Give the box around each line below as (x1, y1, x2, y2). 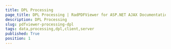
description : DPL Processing (5, 17, 67, 22)
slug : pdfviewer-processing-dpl (5, 21, 74, 27)
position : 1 (5, 36, 31, 41)
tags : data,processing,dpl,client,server (5, 27, 95, 32)
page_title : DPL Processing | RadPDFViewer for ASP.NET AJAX (5, 12, 138, 17)
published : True (5, 31, 40, 36)
